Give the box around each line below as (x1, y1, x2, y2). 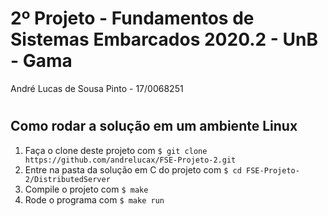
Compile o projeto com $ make (24, 183, 149, 195)
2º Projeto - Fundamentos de (10, 7, 255, 30)
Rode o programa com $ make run (24, 193, 165, 206)
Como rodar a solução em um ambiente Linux (10, 118, 298, 135)
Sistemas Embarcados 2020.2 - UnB (10, 28, 318, 51)
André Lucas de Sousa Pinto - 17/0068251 (10, 82, 184, 94)
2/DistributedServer (24, 174, 111, 184)
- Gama (10, 50, 73, 72)
